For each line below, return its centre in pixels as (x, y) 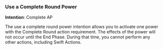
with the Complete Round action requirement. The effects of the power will (80, 32)
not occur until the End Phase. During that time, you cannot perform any (78, 37)
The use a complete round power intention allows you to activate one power (81, 27)
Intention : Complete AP (29, 17)
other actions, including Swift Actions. (43, 42)
